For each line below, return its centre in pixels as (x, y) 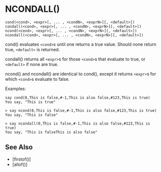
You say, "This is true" (30, 102)
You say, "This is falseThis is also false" (51, 132)
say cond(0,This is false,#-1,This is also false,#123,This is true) (78, 98)
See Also (19, 147)
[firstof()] (21, 159)
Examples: (15, 88)
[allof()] (20, 164)
